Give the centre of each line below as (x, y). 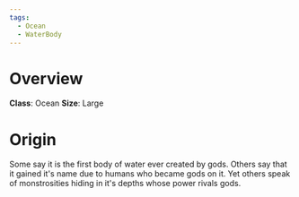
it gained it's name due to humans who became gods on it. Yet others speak (150, 174)
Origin (33, 139)
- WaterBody (40, 34)
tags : (19, 17)
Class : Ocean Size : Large (57, 103)
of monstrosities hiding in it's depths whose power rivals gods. (125, 184)
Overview (46, 78)
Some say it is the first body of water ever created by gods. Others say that (148, 164)
